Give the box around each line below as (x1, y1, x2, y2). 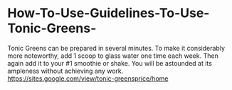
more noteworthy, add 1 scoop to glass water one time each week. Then (7, 51, 218, 60)
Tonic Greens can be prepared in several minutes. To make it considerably (7, 44, 226, 52)
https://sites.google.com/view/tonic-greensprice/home (7, 74, 169, 83)
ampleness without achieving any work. (7, 66, 124, 75)
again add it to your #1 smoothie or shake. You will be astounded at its (7, 59, 212, 67)
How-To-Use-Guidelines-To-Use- (7, 5, 210, 21)
